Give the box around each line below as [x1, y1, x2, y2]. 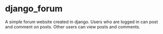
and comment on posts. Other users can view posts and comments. [5, 24, 141, 29]
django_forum [5, 3, 63, 14]
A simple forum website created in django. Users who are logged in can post [5, 19, 158, 25]
